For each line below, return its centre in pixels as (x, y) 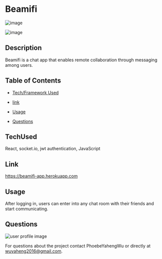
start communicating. (27, 209)
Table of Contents (33, 81)
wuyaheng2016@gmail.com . (34, 251)
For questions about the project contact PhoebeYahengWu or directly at (78, 246)
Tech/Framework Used (35, 92)
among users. (19, 65)
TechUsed (21, 137)
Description (23, 48)
